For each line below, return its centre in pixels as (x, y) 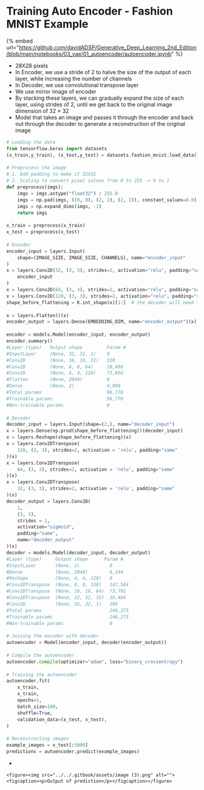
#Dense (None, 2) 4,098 (63, 386)
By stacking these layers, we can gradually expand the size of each (99, 98)
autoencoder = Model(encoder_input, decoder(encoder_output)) (87, 643)
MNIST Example (47, 24)
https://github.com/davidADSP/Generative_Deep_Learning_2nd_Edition (108, 47)
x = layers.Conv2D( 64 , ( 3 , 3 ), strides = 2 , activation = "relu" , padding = (99, 290)
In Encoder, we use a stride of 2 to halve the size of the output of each (103, 72)
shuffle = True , (35, 713)
